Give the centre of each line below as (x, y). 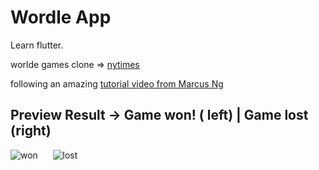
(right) (31, 131)
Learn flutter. (37, 45)
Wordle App (61, 17)
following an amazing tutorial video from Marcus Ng (117, 83)
